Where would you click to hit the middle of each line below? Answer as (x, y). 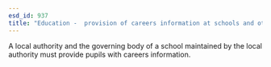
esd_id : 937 (28, 16)
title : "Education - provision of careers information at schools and (131, 23)
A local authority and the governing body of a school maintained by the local (135, 45)
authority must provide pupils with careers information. (100, 54)
